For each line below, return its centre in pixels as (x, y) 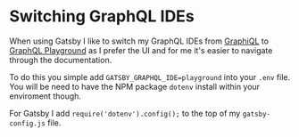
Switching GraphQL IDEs (102, 16)
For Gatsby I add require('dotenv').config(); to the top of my (125, 113)
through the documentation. (61, 60)
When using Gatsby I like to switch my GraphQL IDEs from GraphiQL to (139, 41)
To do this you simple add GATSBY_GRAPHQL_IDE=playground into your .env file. (150, 77)
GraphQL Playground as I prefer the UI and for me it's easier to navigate (141, 50)
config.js (28, 123)
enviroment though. (46, 96)
